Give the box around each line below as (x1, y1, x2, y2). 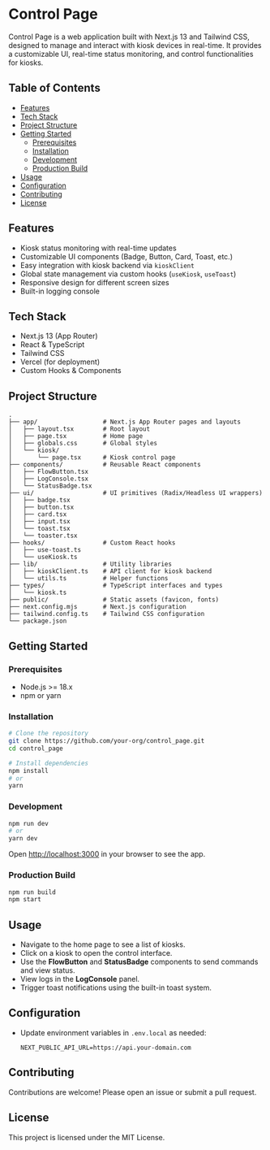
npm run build (8, 887, 57, 896)
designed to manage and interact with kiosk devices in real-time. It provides (8, 40, 262, 50)
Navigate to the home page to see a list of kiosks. (19, 940, 186, 949)
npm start (8, 896, 42, 904)
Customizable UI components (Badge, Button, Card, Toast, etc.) (19, 251, 234, 261)
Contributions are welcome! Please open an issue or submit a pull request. (8, 1087, 257, 1097)
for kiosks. (8, 58, 44, 67)
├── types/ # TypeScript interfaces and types (8, 582, 223, 590)
